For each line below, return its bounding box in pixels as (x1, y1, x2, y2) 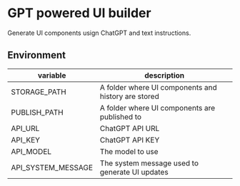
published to (99, 112, 141, 122)
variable (38, 70, 66, 80)
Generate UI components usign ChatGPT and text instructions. (7, 29, 191, 37)
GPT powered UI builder (7, 5, 151, 21)
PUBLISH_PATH (11, 107, 64, 117)
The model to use (99, 146, 159, 156)
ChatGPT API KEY (99, 135, 160, 145)
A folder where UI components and (99, 82, 217, 92)
